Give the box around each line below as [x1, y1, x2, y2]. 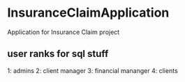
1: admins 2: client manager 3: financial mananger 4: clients [7, 66, 178, 74]
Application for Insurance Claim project [7, 28, 120, 36]
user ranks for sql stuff [7, 48, 109, 60]
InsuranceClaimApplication [7, 5, 170, 21]
